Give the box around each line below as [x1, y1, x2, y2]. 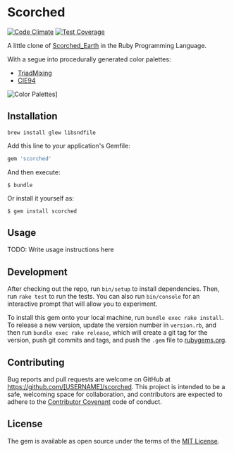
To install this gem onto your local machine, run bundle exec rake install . [7, 314, 224, 322]
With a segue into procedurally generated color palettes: [7, 54, 171, 64]
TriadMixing [17, 69, 53, 77]
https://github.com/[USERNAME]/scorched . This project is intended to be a [7, 383, 226, 391]
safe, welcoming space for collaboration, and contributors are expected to [7, 390, 223, 399]
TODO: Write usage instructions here [7, 245, 114, 254]
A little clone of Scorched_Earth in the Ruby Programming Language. [7, 41, 207, 49]
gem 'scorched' [7, 155, 52, 162]
